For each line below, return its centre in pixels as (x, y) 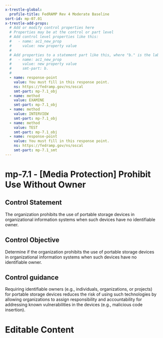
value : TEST (26, 127)
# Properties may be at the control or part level (62, 32)
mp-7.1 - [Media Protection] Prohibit (78, 174)
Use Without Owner (46, 185)
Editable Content (40, 329)
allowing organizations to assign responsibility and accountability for (73, 299)
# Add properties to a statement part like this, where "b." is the (80, 55)
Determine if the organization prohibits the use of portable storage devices (80, 252)
